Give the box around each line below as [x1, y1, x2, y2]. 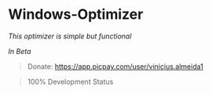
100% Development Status [27, 77, 114, 86]
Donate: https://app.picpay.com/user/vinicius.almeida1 [27, 61, 204, 71]
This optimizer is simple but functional [8, 31, 132, 41]
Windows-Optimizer [8, 5, 144, 23]
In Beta [8, 46, 31, 56]
